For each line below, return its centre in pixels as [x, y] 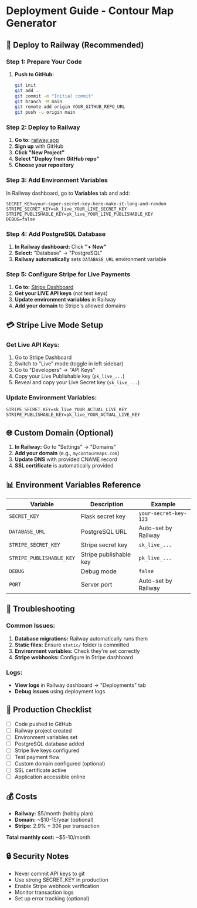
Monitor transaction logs [44, 892]
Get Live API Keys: [33, 344]
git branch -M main [38, 101]
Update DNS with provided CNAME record [66, 459]
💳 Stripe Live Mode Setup [55, 325]
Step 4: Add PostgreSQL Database [56, 234]
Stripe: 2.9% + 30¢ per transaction [57, 826]
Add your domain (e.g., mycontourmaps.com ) [67, 453]
